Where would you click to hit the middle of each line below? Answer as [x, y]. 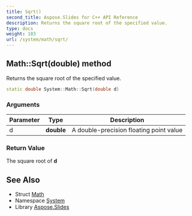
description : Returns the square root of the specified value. [87, 23]
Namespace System [40, 200]
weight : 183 [21, 34]
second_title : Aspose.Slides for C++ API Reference [72, 17]
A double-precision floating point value [127, 130]
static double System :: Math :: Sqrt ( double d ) [63, 89]
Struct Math [29, 194]
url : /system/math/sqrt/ [37, 39]
